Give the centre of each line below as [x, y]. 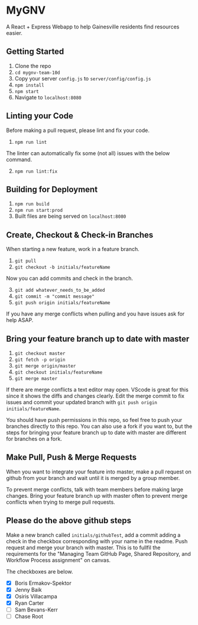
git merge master [36, 379]
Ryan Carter [29, 603]
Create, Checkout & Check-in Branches [80, 235]
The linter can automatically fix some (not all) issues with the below [88, 153]
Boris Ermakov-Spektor [43, 583]
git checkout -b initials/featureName [62, 268]
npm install [29, 85]
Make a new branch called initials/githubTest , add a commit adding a [93, 535]
